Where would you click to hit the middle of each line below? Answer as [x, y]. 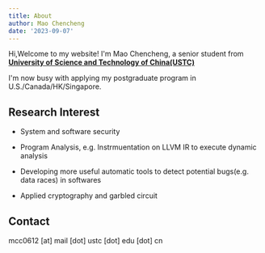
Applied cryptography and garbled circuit [88, 196]
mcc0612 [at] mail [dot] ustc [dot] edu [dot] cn [86, 240]
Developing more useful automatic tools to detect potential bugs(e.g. [134, 171]
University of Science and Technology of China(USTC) [102, 62]
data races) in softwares [61, 180]
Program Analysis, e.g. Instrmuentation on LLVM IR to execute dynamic [138, 147]
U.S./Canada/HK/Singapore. [55, 86]
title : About [30, 16]
